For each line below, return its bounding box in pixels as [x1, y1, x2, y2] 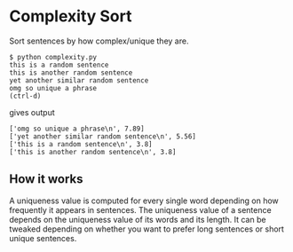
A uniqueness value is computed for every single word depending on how [9, 195, 280, 206]
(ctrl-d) [9, 91, 42, 100]
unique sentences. [9, 232, 77, 243]
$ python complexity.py [9, 52, 98, 61]
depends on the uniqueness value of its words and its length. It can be [9, 214, 266, 224]
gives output [9, 106, 55, 117]
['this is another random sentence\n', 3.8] [9, 147, 177, 156]
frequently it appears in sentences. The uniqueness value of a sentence [9, 204, 273, 215]
